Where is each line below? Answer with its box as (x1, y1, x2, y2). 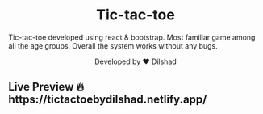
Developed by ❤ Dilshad (94, 57, 177, 66)
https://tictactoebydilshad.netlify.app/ (8, 93, 207, 107)
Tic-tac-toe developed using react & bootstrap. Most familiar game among (8, 32, 256, 42)
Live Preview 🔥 (8, 80, 85, 94)
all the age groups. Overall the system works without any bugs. (8, 40, 218, 50)
